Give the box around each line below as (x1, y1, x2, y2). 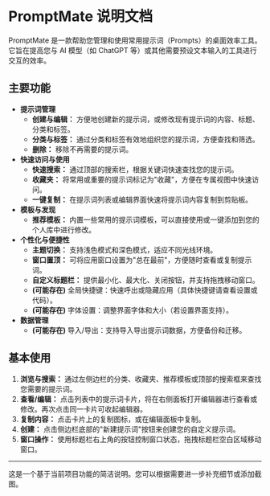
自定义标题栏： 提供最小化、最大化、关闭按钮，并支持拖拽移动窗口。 (31, 275, 260, 285)
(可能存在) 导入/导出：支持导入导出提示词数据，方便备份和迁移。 (31, 325, 247, 334)
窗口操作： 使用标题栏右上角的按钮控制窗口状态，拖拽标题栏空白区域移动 (19, 434, 262, 444)
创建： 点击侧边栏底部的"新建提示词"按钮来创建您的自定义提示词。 (19, 424, 240, 434)
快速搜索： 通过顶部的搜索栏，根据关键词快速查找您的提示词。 (31, 164, 239, 174)
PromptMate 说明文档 (8, 7, 153, 26)
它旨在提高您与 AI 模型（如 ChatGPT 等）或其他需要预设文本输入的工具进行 (8, 45, 257, 55)
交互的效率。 (8, 55, 51, 65)
